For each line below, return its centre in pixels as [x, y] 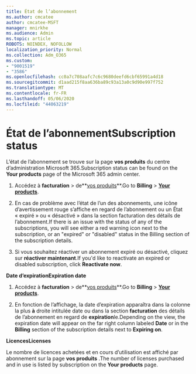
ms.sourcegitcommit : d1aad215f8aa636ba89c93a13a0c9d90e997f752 [85, 83]
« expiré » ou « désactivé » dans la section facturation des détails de [97, 216]
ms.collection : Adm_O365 [36, 55]
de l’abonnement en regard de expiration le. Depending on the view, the [100, 317]
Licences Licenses [29, 341]
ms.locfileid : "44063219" [37, 104]
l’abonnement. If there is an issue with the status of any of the [88, 222]
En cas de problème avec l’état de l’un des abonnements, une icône [96, 203]
